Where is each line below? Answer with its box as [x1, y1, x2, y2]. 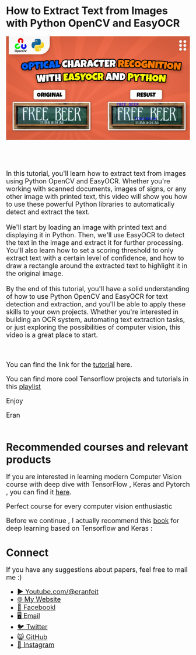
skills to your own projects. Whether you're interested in [6, 308, 179, 316]
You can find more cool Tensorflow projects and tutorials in [6, 374, 189, 383]
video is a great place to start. [6, 330, 98, 339]
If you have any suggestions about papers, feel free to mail [6, 565, 188, 574]
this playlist [6, 382, 41, 391]
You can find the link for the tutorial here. [6, 360, 132, 369]
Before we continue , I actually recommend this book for [6, 516, 180, 525]
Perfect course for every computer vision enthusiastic [6, 502, 173, 510]
